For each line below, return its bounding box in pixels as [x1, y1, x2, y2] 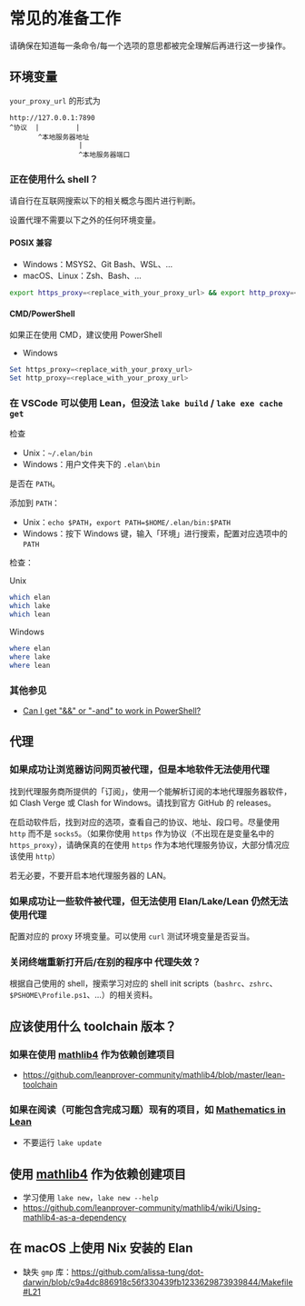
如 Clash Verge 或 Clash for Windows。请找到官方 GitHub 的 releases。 [9, 797, 277, 808]
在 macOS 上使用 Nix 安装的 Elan [9, 1241, 193, 1256]
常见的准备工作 [9, 8, 122, 29]
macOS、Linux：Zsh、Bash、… [22, 270, 143, 282]
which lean [9, 610, 51, 619]
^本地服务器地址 [37, 133, 90, 142]
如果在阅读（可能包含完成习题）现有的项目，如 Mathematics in [9, 1103, 286, 1116]
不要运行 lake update [22, 1137, 103, 1148]
